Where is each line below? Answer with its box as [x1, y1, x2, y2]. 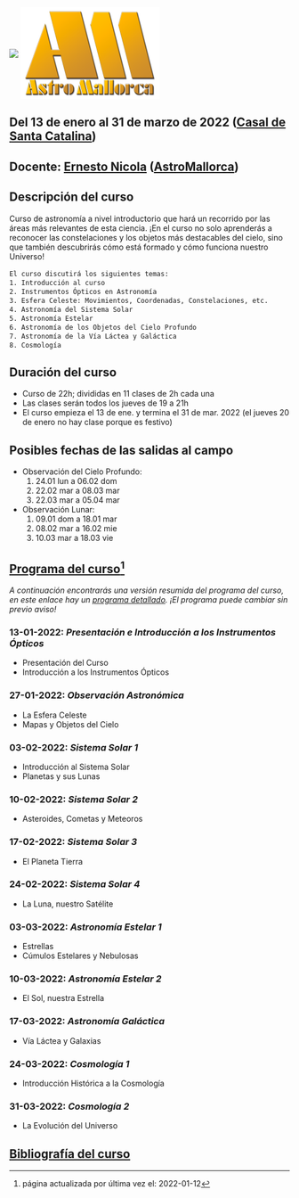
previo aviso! [9, 604, 57, 615]
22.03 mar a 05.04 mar [35, 495, 120, 505]
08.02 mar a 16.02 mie [35, 523, 117, 534]
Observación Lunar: [21, 505, 95, 515]
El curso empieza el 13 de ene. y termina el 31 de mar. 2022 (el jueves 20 [21, 407, 290, 418]
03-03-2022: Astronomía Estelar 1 [9, 921, 162, 933]
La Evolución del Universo [21, 1120, 118, 1131]
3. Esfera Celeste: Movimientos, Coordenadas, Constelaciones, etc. [9, 296, 269, 305]
